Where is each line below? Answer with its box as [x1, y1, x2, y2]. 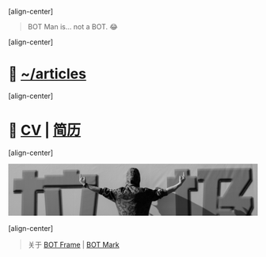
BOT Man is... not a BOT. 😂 [27, 22, 119, 31]
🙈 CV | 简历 [8, 122, 82, 139]
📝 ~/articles [8, 65, 87, 83]
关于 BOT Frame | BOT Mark [27, 240, 120, 249]
